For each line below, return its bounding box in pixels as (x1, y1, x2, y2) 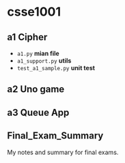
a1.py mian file (16, 49, 59, 57)
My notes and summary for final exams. (7, 148, 119, 156)
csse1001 (7, 4, 61, 20)
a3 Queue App (7, 106, 70, 118)
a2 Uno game (7, 83, 65, 95)
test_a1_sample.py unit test (16, 64, 96, 72)
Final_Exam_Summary (7, 130, 104, 142)
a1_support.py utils (16, 57, 72, 65)
